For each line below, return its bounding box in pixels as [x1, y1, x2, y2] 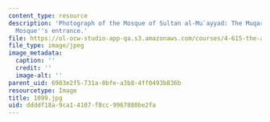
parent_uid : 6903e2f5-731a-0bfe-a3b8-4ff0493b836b [8, 79, 182, 87]
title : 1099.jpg [8, 94, 63, 102]
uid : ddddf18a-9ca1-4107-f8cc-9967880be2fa [8, 101, 157, 109]
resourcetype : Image [8, 86, 78, 95]
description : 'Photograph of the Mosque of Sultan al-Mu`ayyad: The [8, 19, 243, 27]
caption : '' [15, 57, 56, 65]
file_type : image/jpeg [8, 42, 84, 50]
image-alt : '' [15, 71, 63, 79]
